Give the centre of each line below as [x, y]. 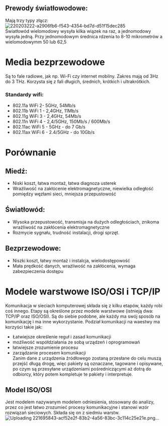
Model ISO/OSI [28, 390]
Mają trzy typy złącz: [27, 20]
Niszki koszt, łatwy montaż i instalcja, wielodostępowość [71, 260]
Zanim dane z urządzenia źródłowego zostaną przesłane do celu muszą [87, 358]
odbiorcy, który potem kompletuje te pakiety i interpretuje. [73, 374]
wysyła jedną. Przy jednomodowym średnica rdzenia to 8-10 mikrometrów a [84, 36]
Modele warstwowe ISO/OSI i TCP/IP [83, 291]
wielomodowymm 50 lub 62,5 [36, 42]
